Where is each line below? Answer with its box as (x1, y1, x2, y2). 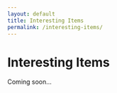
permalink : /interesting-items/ (7, 23, 103, 31)
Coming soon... (7, 77, 52, 86)
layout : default (7, 10, 55, 18)
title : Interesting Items (7, 17, 84, 24)
